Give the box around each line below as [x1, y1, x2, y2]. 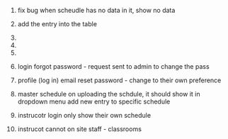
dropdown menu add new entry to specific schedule [17, 97, 171, 106]
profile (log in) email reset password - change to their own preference [17, 76, 222, 84]
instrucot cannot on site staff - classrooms [17, 125, 142, 133]
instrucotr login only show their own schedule [17, 111, 151, 119]
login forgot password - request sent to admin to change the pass [17, 62, 210, 70]
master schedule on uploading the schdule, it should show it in [17, 90, 200, 98]
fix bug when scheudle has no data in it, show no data [17, 6, 176, 14]
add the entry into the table [17, 20, 98, 28]
